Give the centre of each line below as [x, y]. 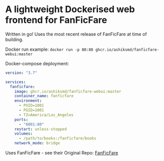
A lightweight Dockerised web [70, 9]
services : [16, 82]
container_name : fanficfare [44, 96]
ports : [21, 119]
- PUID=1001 [31, 106]
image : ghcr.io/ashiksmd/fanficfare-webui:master [68, 91]
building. [14, 39]
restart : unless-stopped [41, 129]
